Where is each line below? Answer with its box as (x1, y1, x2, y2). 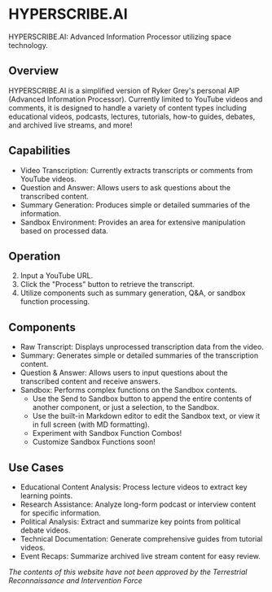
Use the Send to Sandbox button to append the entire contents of (32, 394, 252, 403)
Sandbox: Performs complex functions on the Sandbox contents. (20, 385, 238, 395)
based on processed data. (20, 225, 108, 236)
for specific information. (20, 508, 102, 517)
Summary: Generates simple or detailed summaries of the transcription (20, 350, 259, 360)
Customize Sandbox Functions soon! (32, 437, 156, 447)
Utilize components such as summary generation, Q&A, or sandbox (20, 288, 246, 298)
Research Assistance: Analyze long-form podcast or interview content (20, 499, 257, 509)
